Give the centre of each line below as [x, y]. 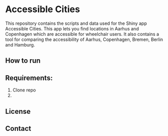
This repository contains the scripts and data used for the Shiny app [76, 23]
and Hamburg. [20, 44]
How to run [23, 61]
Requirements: [29, 78]
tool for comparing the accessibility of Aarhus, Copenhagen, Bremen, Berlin [84, 39]
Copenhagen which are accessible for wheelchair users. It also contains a [82, 34]
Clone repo [24, 90]
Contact [18, 128]
